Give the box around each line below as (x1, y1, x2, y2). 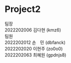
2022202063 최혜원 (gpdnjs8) (4, 51, 66, 58)
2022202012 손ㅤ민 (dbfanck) (4, 39, 66, 45)
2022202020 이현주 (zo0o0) (4, 45, 63, 51)
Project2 (4, 3, 41, 15)
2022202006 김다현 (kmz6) (4, 26, 61, 33)
